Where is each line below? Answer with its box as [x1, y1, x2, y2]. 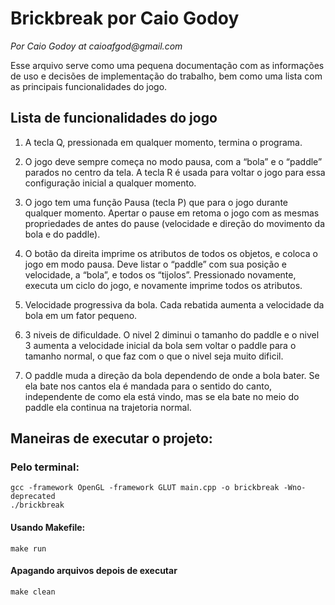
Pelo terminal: [10, 460, 80, 474]
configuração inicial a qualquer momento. [24, 177, 197, 189]
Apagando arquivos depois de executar [10, 565, 178, 577]
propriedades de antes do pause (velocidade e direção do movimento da [24, 217, 325, 229]
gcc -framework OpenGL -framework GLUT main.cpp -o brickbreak [10, 483, 280, 493]
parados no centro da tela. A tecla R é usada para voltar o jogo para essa [24, 166, 326, 178]
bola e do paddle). [24, 228, 101, 240]
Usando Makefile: [10, 522, 86, 534]
